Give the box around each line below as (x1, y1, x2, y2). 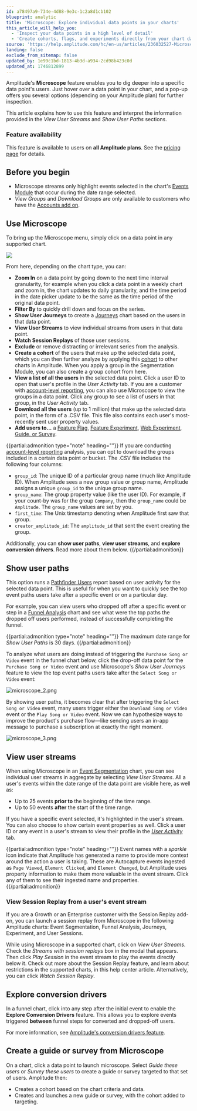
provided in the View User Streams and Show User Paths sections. (6, 116, 167, 123)
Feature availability (6, 131, 62, 139)
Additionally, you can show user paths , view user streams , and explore (6, 540, 181, 547)
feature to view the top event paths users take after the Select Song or (6, 669, 177, 677)
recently (14, 418, 35, 425)
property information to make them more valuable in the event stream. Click (6, 870, 189, 877)
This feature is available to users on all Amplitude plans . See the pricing (6, 144, 181, 151)
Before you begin (6, 167, 70, 177)
